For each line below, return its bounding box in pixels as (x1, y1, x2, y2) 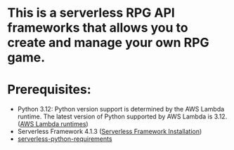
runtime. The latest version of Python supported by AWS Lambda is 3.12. (17, 112, 228, 121)
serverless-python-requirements (17, 135, 112, 143)
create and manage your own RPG (7, 35, 209, 50)
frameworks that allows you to (7, 20, 188, 36)
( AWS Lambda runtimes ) (17, 120, 89, 128)
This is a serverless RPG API (7, 5, 176, 21)
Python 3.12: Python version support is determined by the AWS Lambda (17, 105, 225, 114)
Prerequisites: (7, 82, 91, 97)
